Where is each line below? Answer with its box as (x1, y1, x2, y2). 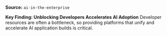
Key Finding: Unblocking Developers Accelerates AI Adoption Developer (5, 14, 162, 20)
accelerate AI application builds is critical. (5, 25, 93, 31)
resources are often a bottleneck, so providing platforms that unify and (5, 20, 155, 25)
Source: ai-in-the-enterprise (5, 5, 70, 10)
